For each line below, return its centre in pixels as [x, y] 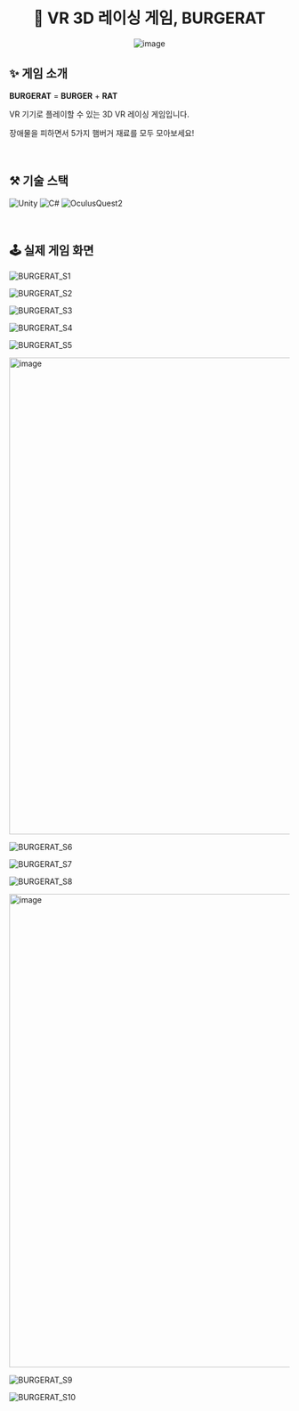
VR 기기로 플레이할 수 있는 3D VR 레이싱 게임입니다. [99, 114]
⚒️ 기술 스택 [39, 181]
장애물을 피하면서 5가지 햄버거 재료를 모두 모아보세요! [102, 133]
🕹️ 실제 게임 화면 [52, 250]
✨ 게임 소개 [39, 73]
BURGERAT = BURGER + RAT [64, 95]
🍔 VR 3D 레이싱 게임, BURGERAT [149, 18]
